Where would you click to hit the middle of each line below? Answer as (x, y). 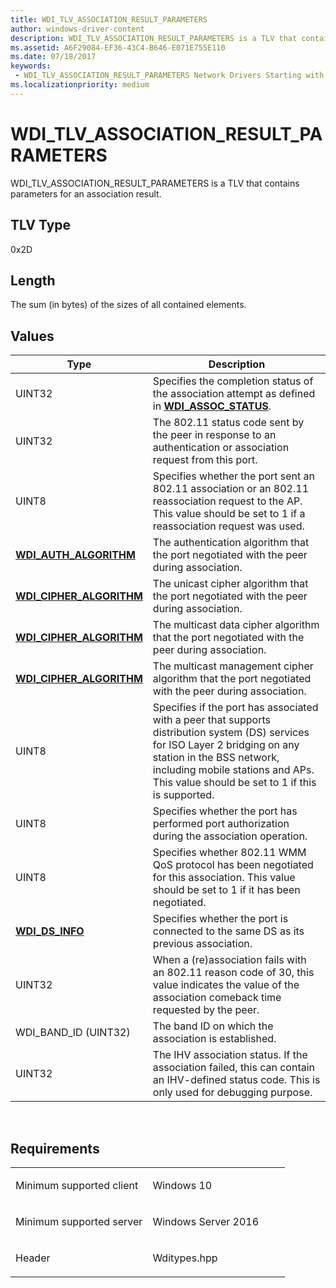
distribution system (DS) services (231, 733)
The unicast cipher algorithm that (230, 584)
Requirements (55, 1148)
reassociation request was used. (228, 526)
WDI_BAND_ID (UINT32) (73, 1033)
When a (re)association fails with (229, 960)
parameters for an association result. (86, 193)
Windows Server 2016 (206, 1221)
